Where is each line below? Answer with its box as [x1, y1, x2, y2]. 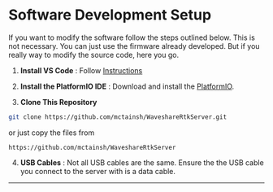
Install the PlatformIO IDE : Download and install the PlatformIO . [19, 81, 235, 91]
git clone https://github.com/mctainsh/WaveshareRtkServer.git [8, 112, 227, 121]
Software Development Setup [8, 6, 212, 24]
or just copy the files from [8, 128, 95, 137]
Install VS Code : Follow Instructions [19, 65, 143, 75]
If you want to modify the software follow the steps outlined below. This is [8, 33, 256, 42]
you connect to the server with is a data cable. [19, 166, 176, 176]
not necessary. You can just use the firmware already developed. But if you [8, 41, 260, 50]
